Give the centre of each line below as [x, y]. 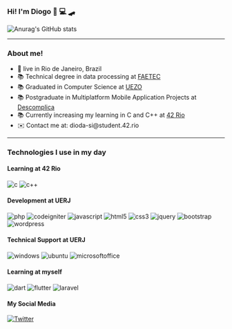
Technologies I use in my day [57, 152]
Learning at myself [35, 272]
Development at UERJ [39, 200]
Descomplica [36, 107]
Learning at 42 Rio [34, 169]
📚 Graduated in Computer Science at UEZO [80, 86]
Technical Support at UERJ [46, 239]
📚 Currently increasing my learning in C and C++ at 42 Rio [101, 115]
